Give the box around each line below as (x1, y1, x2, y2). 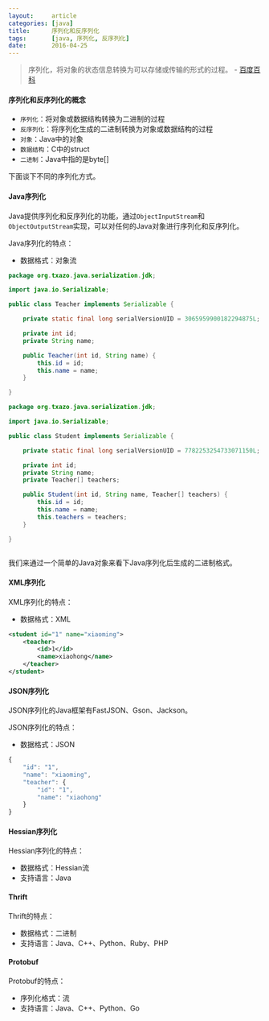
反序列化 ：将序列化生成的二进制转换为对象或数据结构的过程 (19, 124, 214, 134)
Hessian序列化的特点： (8, 846, 84, 856)
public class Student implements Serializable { (8, 432, 174, 440)
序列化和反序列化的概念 (8, 94, 86, 105)
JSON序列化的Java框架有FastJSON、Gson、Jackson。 (8, 705, 193, 715)
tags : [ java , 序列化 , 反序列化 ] (8, 34, 130, 43)
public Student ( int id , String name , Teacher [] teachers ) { (22, 490, 228, 499)
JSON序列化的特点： (8, 722, 78, 733)
